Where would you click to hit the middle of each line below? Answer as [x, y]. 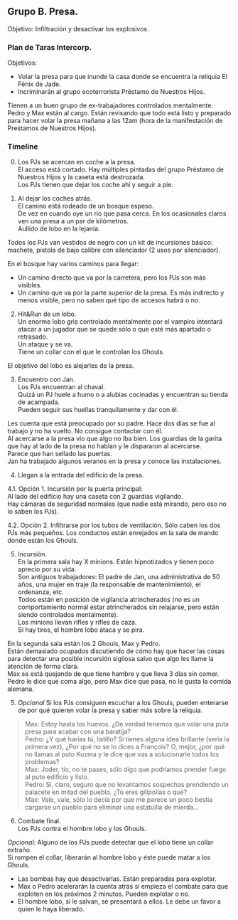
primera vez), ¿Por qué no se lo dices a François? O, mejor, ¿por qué [125, 747]
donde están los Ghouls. [43, 541]
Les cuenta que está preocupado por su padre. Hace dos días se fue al [111, 423]
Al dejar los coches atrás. [55, 199]
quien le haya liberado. [51, 909]
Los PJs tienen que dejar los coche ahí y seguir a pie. [96, 185]
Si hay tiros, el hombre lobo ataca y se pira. [81, 630]
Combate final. [39, 821]
